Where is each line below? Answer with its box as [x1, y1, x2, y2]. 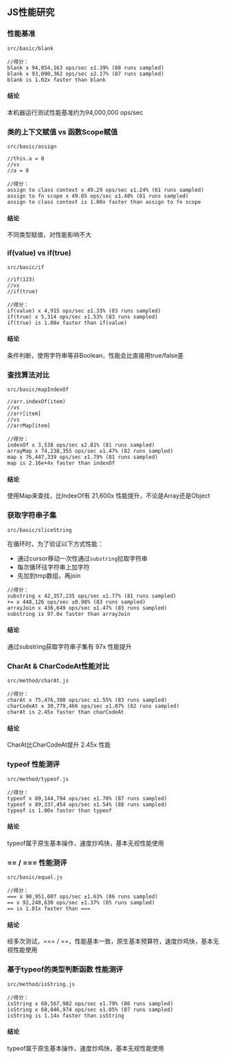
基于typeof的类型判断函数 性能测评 [7, 965, 124, 974]
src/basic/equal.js [7, 874, 63, 881]
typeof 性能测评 [7, 760, 60, 769]
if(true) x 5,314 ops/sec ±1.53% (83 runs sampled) [7, 313, 158, 320]
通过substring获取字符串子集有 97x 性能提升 [7, 642, 132, 650]
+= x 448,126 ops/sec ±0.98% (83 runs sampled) [7, 598, 146, 606]
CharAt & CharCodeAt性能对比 [7, 661, 110, 671]
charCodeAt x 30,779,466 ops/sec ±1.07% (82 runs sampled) [7, 703, 180, 710]
